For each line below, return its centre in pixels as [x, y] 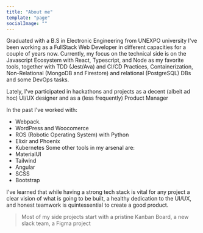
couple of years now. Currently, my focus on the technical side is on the [96, 54]
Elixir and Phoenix [37, 141]
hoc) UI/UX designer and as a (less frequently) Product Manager [87, 98]
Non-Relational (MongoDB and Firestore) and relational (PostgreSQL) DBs [99, 73]
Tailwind [26, 161]
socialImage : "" [27, 23]
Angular [25, 167]
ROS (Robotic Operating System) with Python [72, 135]
